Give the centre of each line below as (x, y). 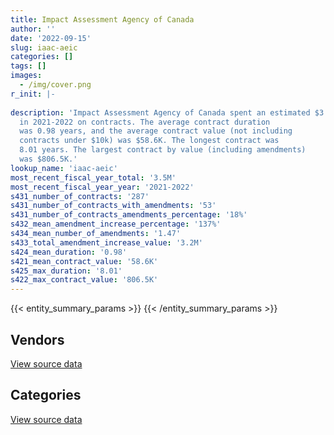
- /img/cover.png (55, 85)
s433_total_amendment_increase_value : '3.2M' (106, 242)
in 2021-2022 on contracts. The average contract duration (145, 122)
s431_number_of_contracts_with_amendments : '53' (113, 206)
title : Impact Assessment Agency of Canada (102, 19)
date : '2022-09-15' (51, 38)
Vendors (37, 339)
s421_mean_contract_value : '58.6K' (84, 261)
